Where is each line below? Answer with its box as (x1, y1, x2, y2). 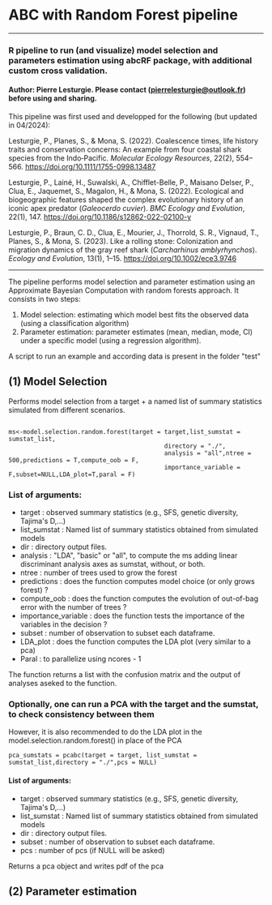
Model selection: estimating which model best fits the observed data (19, 310, 249, 320)
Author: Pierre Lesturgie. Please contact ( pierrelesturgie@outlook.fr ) (8, 85, 246, 95)
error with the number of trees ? (19, 603, 127, 612)
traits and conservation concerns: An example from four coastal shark (8, 144, 242, 155)
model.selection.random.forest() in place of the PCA (8, 736, 182, 745)
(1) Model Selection (8, 375, 108, 388)
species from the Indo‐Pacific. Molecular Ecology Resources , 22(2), (8, 153, 235, 163)
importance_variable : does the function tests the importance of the (19, 611, 245, 621)
